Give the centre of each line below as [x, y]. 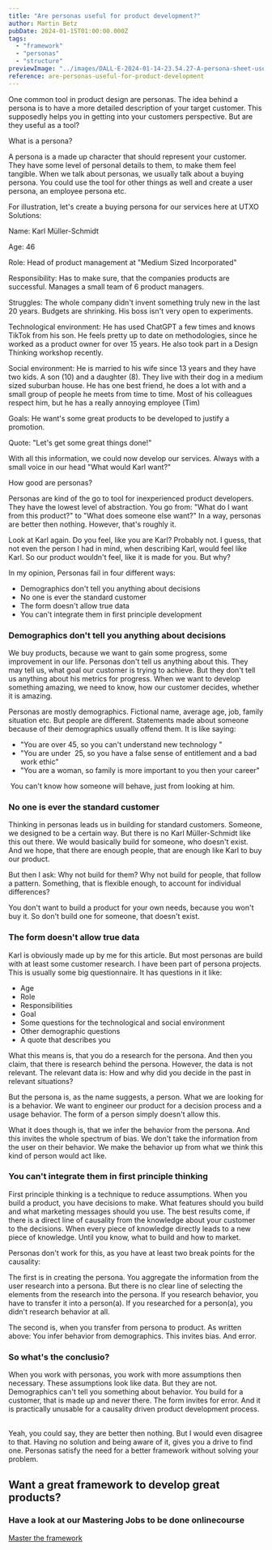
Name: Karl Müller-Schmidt [54, 231]
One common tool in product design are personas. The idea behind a [123, 99]
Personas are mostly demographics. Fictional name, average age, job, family [136, 711]
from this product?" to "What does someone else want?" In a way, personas [135, 515]
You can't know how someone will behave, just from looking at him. [122, 786]
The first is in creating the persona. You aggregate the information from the [134, 1277]
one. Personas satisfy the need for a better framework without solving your [134, 1450]
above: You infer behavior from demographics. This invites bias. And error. [132, 1336]
